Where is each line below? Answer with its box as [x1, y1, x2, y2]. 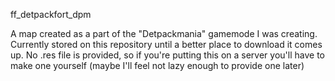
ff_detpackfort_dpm [10, 9, 92, 20]
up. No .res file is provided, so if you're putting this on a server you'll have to [10, 49, 325, 61]
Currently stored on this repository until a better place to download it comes [10, 39, 323, 50]
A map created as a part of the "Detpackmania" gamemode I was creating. [10, 28, 318, 39]
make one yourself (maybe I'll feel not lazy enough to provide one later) [10, 60, 305, 71]
